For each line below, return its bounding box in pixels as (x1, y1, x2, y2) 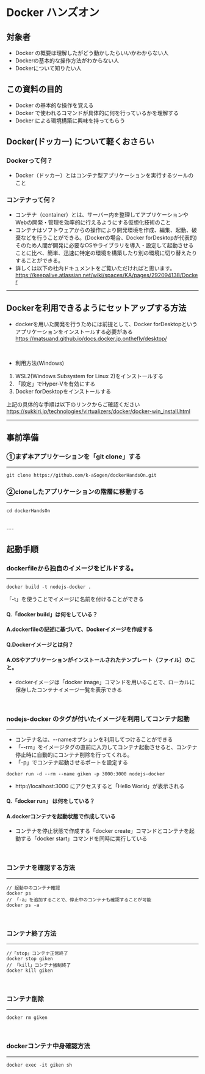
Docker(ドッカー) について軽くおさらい (6, 136, 154, 147)
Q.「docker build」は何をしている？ (6, 610, 98, 618)
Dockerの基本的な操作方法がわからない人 (15, 57, 120, 64)
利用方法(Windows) (15, 359, 65, 367)
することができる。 (15, 256, 64, 264)
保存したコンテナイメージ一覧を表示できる (15, 686, 123, 693)
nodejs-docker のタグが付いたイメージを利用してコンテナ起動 (6, 715, 190, 723)
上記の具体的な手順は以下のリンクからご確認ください (6, 400, 140, 408)
